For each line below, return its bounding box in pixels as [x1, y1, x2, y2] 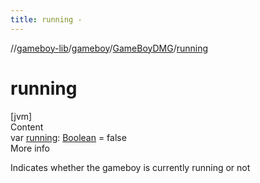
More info [10, 142, 51, 154]
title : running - [10, 14, 83, 25]
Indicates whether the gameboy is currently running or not [10, 161, 251, 173]
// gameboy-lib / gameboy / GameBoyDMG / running [10, 42, 209, 54]
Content [10, 121, 44, 133]
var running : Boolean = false [10, 131, 127, 143]
